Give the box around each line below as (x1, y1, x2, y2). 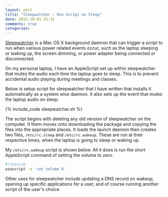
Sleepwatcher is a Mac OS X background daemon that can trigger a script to (5, 40, 163, 46)
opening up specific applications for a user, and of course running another (5, 181, 159, 187)
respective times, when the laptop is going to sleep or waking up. (5, 137, 140, 143)
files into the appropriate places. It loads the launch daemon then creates (5, 126, 156, 133)
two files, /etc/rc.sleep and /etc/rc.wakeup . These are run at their (5, 132, 143, 138)
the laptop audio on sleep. (5, 96, 59, 103)
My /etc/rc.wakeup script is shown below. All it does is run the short (5, 147, 146, 153)
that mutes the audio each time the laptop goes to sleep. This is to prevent (5, 71, 159, 77)
